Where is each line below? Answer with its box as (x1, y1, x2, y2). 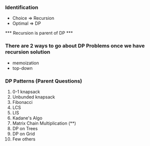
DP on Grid (12, 131, 35, 137)
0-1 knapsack (12, 89, 41, 95)
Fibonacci (12, 99, 33, 105)
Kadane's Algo (12, 115, 43, 121)
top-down (12, 65, 33, 71)
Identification (5, 4, 39, 11)
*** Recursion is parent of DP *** (5, 30, 73, 36)
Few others (12, 136, 36, 142)
